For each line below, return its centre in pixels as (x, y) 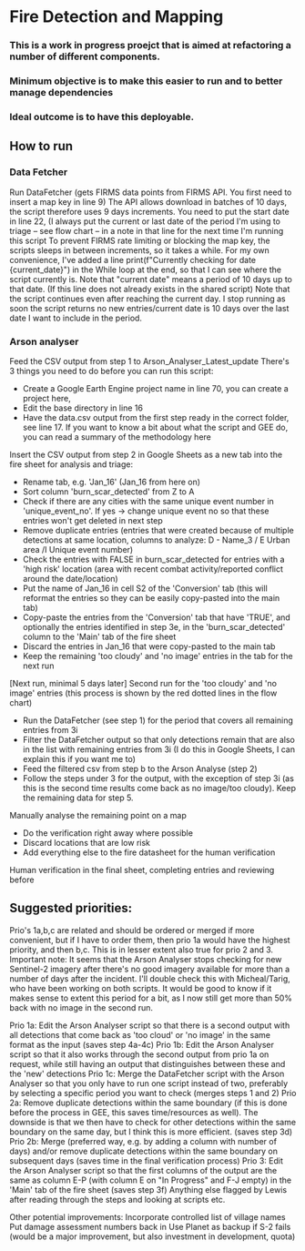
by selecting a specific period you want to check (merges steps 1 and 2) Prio (153, 1093)
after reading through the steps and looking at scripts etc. (117, 1199)
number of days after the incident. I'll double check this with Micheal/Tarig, (150, 978)
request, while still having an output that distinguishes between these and (147, 1063)
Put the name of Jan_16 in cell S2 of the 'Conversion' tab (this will (145, 588)
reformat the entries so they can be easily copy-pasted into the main (151, 597)
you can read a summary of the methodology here (117, 437)
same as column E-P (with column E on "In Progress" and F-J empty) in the (151, 1180)
